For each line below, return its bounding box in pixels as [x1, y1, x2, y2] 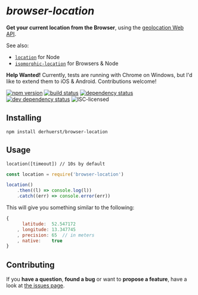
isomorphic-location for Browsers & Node [14, 60, 119, 67]
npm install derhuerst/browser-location [6, 128, 109, 135]
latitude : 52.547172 [21, 221, 76, 227]
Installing [6, 113, 42, 123]
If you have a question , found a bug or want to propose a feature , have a [6, 276, 187, 283]
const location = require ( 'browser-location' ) [6, 171, 124, 177]
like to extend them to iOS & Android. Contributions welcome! [6, 78, 157, 85]
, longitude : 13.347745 [17, 226, 76, 232]
